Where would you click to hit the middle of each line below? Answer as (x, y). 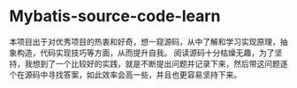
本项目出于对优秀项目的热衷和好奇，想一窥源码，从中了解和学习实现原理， (145, 41)
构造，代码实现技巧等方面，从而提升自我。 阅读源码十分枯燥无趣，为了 (145, 52)
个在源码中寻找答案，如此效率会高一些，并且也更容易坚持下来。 (125, 74)
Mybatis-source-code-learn (115, 16)
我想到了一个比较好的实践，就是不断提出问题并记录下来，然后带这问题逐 (156, 63)
